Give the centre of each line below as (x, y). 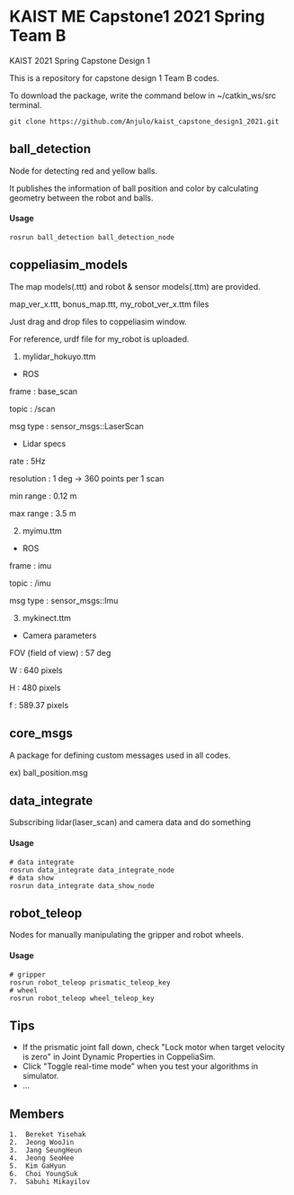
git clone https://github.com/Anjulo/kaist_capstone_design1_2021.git (144, 121)
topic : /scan (32, 409)
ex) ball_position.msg (49, 772)
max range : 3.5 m (43, 513)
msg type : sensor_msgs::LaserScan (76, 426)
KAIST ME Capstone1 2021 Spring (137, 17)
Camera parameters (59, 635)
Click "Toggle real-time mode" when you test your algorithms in (140, 1066)
